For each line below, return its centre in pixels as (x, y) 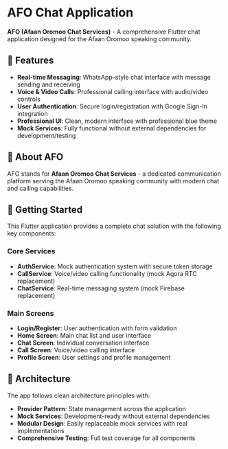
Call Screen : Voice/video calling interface (76, 350)
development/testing (46, 135)
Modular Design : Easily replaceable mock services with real (102, 423)
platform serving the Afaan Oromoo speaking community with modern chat (113, 181)
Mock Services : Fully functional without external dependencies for (112, 128)
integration (32, 113)
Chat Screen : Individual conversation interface (83, 343)
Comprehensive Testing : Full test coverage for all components (106, 438)
